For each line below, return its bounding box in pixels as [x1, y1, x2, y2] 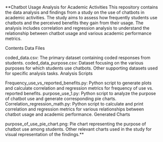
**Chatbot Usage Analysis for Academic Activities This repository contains [5, 4, 159, 10]
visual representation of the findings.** [5, 132, 84, 137]
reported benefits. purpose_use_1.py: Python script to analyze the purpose [5, 91, 156, 96]
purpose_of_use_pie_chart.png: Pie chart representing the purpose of [5, 121, 146, 127]
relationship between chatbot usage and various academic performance [5, 31, 152, 36]
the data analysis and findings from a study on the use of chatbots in [5, 9, 145, 15]
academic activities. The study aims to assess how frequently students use [5, 15, 158, 20]
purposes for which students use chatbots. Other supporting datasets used [5, 65, 158, 71]
